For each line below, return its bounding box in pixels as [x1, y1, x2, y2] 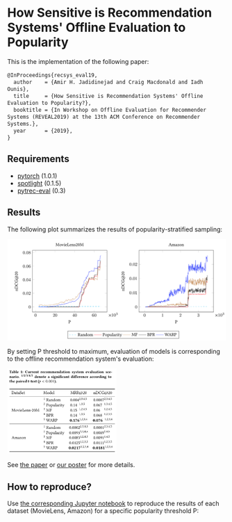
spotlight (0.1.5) [17, 179, 62, 187]
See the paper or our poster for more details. [7, 461, 135, 469]
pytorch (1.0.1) [17, 172, 58, 180]
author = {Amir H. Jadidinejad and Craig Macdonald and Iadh [13, 79, 204, 85]
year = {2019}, [13, 127, 73, 134]
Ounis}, [7, 85, 30, 92]
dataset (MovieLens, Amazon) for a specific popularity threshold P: [7, 506, 199, 515]
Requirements [7, 153, 69, 165]
